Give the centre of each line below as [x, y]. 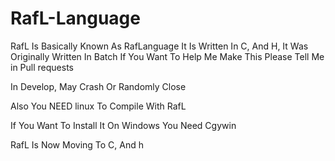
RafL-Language [75, 18]
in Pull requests [42, 67]
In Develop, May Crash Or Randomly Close [98, 86]
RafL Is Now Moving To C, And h [77, 144]
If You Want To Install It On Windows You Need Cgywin [123, 125]
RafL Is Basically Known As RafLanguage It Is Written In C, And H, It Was [159, 46]
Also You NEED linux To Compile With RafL [98, 106]
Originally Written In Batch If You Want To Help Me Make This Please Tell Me [167, 56]
